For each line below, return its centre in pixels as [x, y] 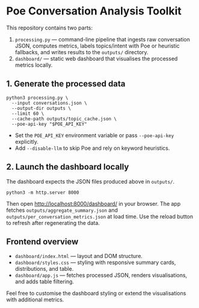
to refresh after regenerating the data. [53, 223]
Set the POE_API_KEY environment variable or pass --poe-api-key [94, 135]
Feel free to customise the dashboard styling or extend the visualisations [96, 294]
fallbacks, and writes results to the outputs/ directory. [81, 52]
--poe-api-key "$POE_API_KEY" [49, 124]
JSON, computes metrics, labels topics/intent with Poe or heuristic [97, 46]
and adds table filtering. [44, 282]
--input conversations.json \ [49, 103]
